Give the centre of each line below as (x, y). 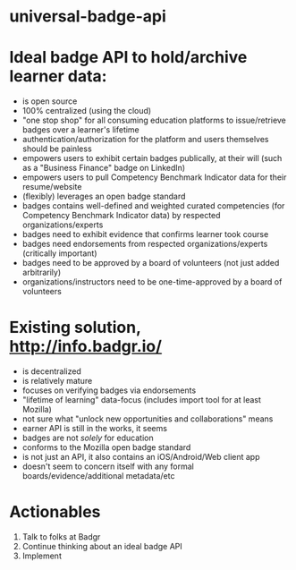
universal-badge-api (88, 17)
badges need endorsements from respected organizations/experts (145, 244)
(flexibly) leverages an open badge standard (104, 196)
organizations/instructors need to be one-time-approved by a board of (152, 282)
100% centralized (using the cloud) (87, 111)
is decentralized (52, 371)
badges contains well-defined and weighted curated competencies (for (153, 206)
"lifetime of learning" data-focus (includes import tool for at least (142, 400)
